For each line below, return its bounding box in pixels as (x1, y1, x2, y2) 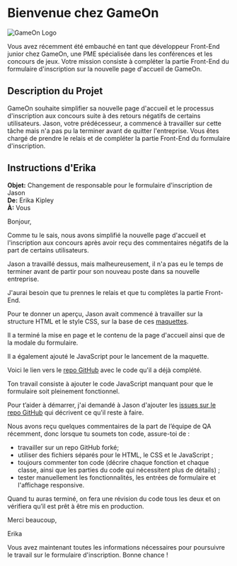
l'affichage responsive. (17, 480, 85, 489)
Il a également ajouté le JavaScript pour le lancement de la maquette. (7, 352, 209, 360)
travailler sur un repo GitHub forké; (17, 443, 119, 451)
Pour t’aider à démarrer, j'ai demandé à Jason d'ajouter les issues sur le (7, 400, 216, 409)
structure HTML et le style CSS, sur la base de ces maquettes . (7, 317, 189, 325)
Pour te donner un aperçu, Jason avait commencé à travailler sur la (7, 309, 203, 318)
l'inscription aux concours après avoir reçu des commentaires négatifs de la (7, 238, 229, 247)
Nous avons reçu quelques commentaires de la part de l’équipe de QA (7, 422, 212, 430)
